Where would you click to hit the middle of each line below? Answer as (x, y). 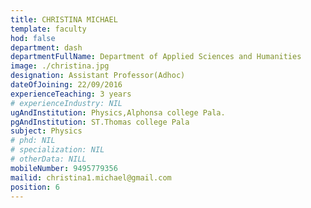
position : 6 (35, 187)
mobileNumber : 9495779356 (64, 168)
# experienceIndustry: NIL (66, 103)
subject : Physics (46, 131)
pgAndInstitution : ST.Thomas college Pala (100, 122)
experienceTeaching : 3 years (71, 94)
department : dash (46, 47)
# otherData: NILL (48, 159)
